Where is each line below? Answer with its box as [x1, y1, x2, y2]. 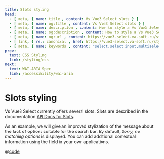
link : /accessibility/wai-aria [9, 71, 73, 76]
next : [5, 62, 16, 67]
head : [5, 12, 16, 17]
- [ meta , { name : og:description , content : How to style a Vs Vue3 [9, 30, 154, 35]
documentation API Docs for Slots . [5, 113, 75, 119]
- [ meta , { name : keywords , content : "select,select [9, 44, 123, 49]
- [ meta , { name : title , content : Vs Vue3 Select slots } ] [9, 16, 139, 21]
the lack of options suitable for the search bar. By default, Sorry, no [5, 128, 141, 134]
